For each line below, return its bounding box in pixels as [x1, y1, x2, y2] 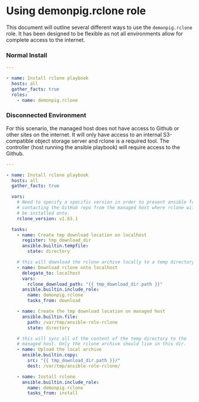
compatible [6, 137, 34, 144]
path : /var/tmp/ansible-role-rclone [27, 319, 118, 325]
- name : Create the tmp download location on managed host [17, 308, 166, 314]
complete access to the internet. [6, 36, 85, 43]
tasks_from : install [27, 390, 78, 396]
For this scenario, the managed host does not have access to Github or [6, 124, 179, 131]
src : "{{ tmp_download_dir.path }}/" [27, 358, 120, 364]
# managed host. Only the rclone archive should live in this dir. [17, 341, 187, 347]
